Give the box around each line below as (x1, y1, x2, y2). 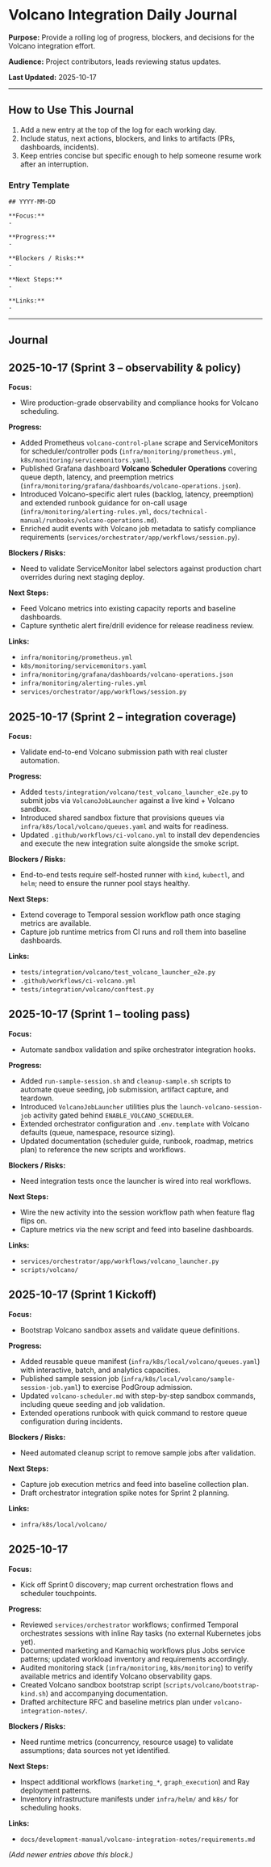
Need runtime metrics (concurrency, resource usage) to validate (19, 1737, 234, 1747)
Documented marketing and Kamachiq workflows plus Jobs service (19, 1645, 246, 1655)
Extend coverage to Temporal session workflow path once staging (19, 910, 240, 919)
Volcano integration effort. (8, 40, 95, 50)
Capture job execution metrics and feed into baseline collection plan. (19, 1479, 249, 1489)
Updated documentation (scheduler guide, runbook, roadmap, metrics (19, 1136, 254, 1146)
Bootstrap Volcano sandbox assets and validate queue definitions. (19, 1324, 240, 1335)
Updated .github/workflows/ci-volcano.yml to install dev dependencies (19, 830, 261, 840)
